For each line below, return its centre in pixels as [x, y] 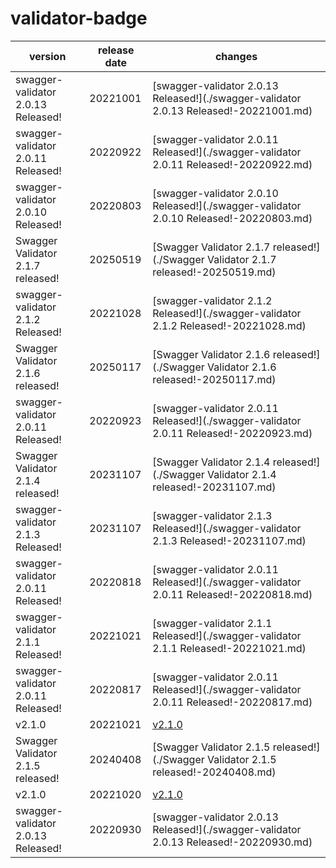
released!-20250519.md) [214, 272]
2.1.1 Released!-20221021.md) [229, 648]
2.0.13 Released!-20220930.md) [232, 842]
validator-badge [79, 18]
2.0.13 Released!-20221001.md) [232, 110]
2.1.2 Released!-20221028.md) [229, 325]
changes [236, 56]
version [47, 56]
